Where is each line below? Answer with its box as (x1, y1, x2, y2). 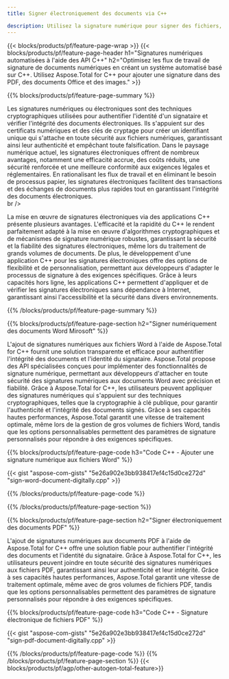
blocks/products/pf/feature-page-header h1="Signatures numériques (7, 49, 204, 57)
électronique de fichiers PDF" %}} (7, 615, 104, 623)
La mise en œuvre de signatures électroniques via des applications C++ (7, 212, 210, 220)
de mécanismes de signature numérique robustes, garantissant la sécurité (7, 234, 217, 242)
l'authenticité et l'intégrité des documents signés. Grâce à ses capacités (7, 406, 211, 414)
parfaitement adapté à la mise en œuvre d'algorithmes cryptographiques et (7, 227, 220, 235)
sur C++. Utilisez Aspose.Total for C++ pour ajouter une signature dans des (7, 70, 221, 79)
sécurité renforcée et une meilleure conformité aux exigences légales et (7, 163, 210, 171)
